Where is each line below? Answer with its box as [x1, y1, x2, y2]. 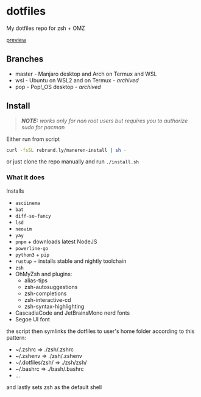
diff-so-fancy [15, 213, 51, 219]
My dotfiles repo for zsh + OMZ [6, 24, 85, 32]
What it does [6, 173, 45, 182]
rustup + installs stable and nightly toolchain [15, 257, 127, 265]
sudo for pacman [21, 123, 65, 131]
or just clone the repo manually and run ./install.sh [6, 158, 139, 165]
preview [6, 36, 27, 43]
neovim [15, 226, 32, 232]
